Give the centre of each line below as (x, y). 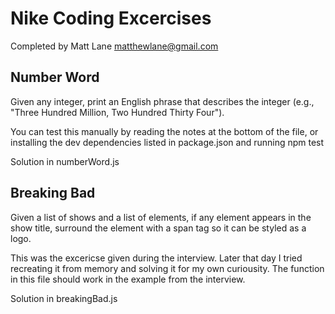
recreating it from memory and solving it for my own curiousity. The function (167, 268)
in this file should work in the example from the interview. (128, 279)
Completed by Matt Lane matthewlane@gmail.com (114, 46)
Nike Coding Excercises (111, 18)
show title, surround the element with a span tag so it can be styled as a (158, 228)
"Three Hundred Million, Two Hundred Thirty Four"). (117, 112)
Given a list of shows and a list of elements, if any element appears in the (161, 217)
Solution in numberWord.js (65, 161)
